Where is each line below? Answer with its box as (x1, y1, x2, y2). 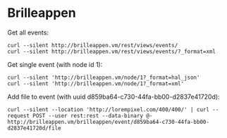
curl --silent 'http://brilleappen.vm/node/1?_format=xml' (7, 80, 185, 87)
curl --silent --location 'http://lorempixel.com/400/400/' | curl (7, 106, 210, 113)
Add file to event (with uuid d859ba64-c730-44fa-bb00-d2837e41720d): (7, 92, 220, 101)
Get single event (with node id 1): (7, 60, 103, 68)
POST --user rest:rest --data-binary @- (32, 112, 153, 119)
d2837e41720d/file (7, 125, 61, 132)
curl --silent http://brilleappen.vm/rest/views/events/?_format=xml (7, 48, 216, 55)
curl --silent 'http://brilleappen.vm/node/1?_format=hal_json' (7, 74, 200, 81)
